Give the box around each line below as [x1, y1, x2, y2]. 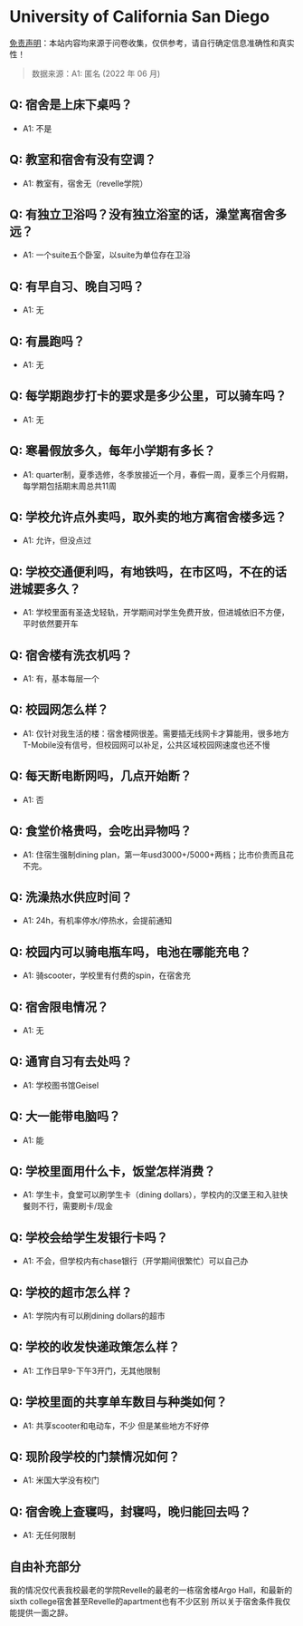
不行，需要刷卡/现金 [38, 1201, 113, 1212]
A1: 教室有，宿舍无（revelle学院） [22, 178, 148, 189]
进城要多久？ [9, 581, 81, 596]
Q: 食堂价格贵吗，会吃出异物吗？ [9, 823, 193, 839]
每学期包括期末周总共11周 [22, 480, 118, 491]
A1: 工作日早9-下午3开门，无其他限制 [22, 1365, 161, 1376]
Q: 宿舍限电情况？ [9, 999, 109, 1014]
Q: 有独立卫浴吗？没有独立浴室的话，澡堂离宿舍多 [9, 207, 288, 222]
